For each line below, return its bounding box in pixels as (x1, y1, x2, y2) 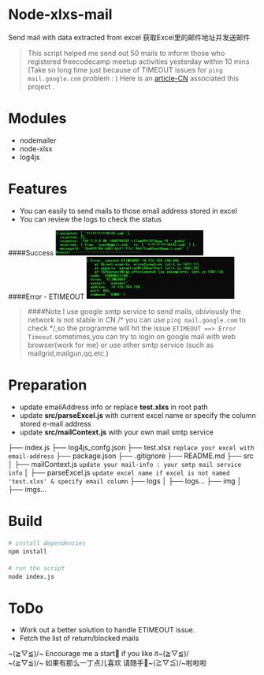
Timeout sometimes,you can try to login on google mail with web (27, 332, 236, 341)
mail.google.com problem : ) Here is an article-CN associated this (27, 73, 240, 83)
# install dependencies (8, 539, 87, 547)
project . (27, 81, 55, 91)
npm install (8, 547, 47, 555)
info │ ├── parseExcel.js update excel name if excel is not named (8, 468, 230, 478)
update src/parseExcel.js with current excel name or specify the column (19, 411, 256, 420)
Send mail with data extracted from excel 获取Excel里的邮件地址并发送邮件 (8, 32, 251, 42)
